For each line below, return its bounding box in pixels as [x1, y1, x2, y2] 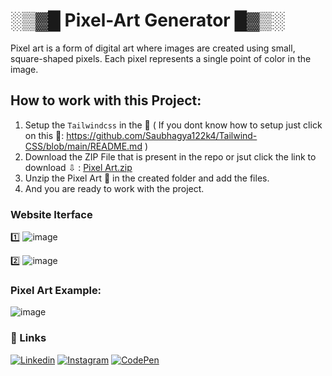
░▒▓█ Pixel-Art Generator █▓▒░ [10, 9, 285, 32]
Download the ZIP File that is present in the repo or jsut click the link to [24, 150, 317, 163]
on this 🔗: [24, 129, 65, 141]
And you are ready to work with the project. [24, 182, 205, 194]
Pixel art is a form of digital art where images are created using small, [10, 42, 296, 54]
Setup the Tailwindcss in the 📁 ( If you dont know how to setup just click [24, 119, 323, 131]
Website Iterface [10, 207, 93, 221]
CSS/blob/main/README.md [24, 140, 143, 152]
